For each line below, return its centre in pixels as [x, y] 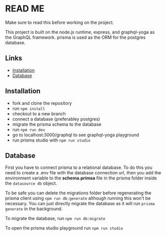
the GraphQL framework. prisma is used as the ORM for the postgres [75, 37]
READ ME [25, 9]
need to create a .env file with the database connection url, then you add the [83, 173]
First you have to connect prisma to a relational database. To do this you [79, 167]
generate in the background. [34, 209]
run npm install [29, 108]
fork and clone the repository [42, 103]
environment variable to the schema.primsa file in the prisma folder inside [81, 178]
